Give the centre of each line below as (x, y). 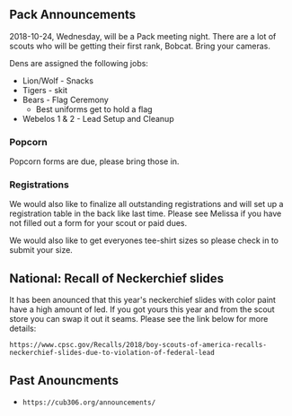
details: (23, 329)
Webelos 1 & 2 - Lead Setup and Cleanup (98, 118)
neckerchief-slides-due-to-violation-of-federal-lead (112, 353)
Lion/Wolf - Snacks (58, 81)
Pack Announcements (73, 15)
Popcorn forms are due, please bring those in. (94, 161)
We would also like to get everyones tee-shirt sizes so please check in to (144, 240)
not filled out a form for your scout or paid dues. (98, 223)
